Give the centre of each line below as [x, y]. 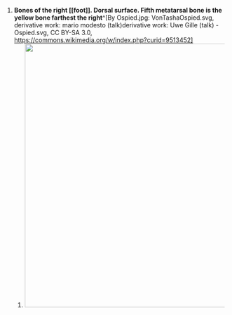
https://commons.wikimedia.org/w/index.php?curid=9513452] [103, 40]
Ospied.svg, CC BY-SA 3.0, [53, 32]
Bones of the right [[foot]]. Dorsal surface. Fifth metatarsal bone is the [118, 10]
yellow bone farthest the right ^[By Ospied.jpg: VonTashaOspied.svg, [114, 18]
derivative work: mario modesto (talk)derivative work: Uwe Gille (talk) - [116, 25]
